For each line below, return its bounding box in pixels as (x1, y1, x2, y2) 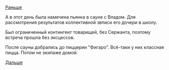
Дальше (5, 59, 23, 65)
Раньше (5, 5, 22, 10)
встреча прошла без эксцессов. (5, 35, 75, 40)
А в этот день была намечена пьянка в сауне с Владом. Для (5, 14, 136, 20)
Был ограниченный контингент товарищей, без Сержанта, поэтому (5, 29, 151, 35)
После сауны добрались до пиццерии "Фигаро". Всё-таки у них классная (5, 44, 164, 50)
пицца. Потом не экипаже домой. (5, 50, 78, 55)
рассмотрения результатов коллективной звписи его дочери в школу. (5, 20, 157, 25)
